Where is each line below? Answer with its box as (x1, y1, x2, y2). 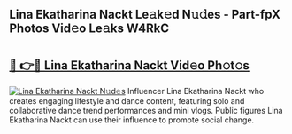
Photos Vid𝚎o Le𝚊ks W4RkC (9, 21, 170, 36)
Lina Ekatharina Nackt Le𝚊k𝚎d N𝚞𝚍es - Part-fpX (9, 7, 281, 22)
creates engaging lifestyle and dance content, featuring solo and (9, 96, 245, 106)
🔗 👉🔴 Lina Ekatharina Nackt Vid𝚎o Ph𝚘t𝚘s (9, 58, 250, 73)
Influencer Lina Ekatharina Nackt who (127, 86, 265, 96)
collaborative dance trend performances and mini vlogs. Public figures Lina (9, 106, 283, 115)
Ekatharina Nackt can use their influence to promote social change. (9, 114, 255, 125)
